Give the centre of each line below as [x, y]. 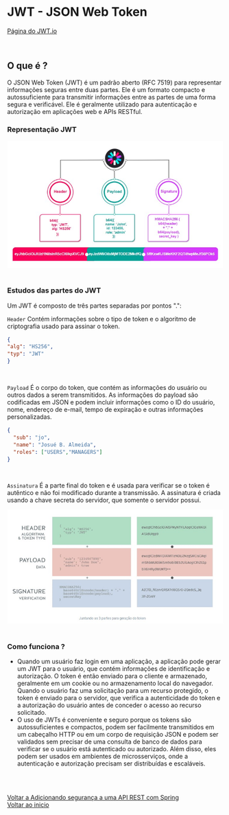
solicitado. [32, 712]
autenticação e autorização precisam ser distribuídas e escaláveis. [111, 764]
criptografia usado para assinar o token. [63, 326]
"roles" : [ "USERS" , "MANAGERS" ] [58, 452]
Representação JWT [42, 129]
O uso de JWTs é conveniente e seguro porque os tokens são [104, 720]
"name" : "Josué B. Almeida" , [55, 445]
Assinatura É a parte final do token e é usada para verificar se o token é [109, 485]
